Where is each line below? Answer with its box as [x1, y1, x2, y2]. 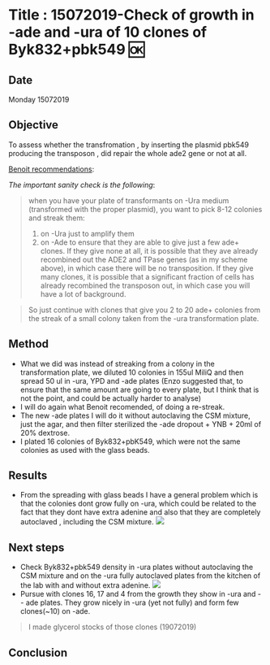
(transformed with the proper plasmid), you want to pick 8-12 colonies [28, 204, 263, 214]
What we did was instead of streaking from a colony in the [19, 359, 215, 368]
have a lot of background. [40, 289, 126, 298]
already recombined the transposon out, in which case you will [40, 280, 251, 290]
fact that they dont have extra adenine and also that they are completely [19, 507, 261, 517]
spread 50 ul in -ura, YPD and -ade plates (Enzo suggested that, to [19, 376, 243, 385]
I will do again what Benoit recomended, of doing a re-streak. [19, 402, 225, 411]
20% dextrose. [19, 428, 71, 437]
